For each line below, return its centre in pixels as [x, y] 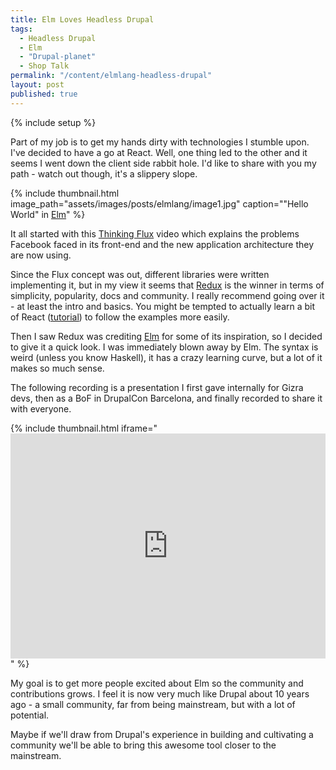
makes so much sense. [57, 368]
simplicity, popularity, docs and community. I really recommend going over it [167, 295]
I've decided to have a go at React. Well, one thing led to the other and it [159, 152]
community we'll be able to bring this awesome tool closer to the [143, 745]
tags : [21, 29]
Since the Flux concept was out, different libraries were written [140, 274]
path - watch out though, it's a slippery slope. [104, 173]
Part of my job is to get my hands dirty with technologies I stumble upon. [160, 142]
